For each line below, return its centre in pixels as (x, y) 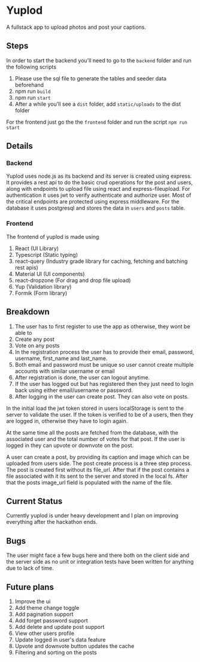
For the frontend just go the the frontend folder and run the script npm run (97, 122)
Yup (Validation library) (43, 286)
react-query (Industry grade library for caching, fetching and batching (101, 261)
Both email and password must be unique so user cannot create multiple (104, 364)
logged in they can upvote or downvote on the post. (70, 445)
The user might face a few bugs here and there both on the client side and (98, 555)
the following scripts (31, 67)
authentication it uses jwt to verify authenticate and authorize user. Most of (99, 195)
